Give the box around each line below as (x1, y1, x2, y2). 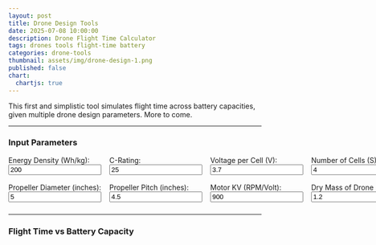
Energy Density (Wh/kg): (8, 155, 90, 165)
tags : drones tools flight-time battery (8, 42, 146, 50)
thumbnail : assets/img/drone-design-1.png (8, 57, 153, 65)
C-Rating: (109, 155, 141, 165)
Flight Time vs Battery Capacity (8, 226, 134, 237)
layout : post (8, 11, 52, 20)
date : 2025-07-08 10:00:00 (8, 27, 99, 35)
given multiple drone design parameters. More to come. (8, 109, 193, 119)
